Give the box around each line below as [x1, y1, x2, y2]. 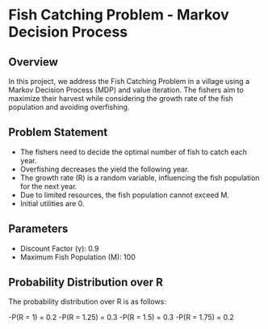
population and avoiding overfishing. [8, 103, 130, 112]
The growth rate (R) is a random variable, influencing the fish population [19, 172, 260, 183]
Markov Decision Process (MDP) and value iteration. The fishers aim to [8, 85, 244, 95]
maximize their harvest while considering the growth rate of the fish [8, 94, 234, 103]
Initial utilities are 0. [19, 198, 85, 208]
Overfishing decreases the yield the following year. [19, 164, 190, 174]
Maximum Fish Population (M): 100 [19, 252, 136, 262]
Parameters [8, 222, 69, 236]
